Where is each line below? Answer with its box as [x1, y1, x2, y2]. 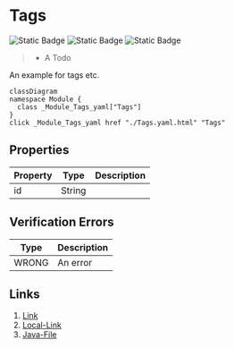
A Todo [44, 52, 71, 63]
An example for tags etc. [9, 69, 100, 81]
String [61, 184, 87, 197]
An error [57, 256, 93, 268]
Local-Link [21, 319, 63, 331]
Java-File [21, 329, 57, 340]
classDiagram [9, 87, 58, 96]
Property [13, 169, 53, 182]
